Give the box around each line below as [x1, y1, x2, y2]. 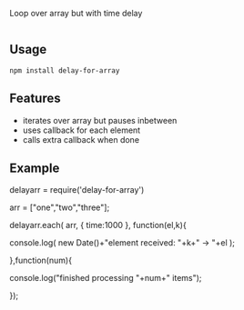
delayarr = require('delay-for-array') [9, 185, 145, 195]
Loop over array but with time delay [9, 8, 143, 18]
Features [9, 91, 61, 106]
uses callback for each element [22, 125, 141, 135]
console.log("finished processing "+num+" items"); [9, 273, 202, 284]
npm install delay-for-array [9, 65, 120, 75]
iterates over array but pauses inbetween [22, 115, 178, 125]
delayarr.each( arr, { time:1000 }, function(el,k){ [9, 220, 187, 231]
